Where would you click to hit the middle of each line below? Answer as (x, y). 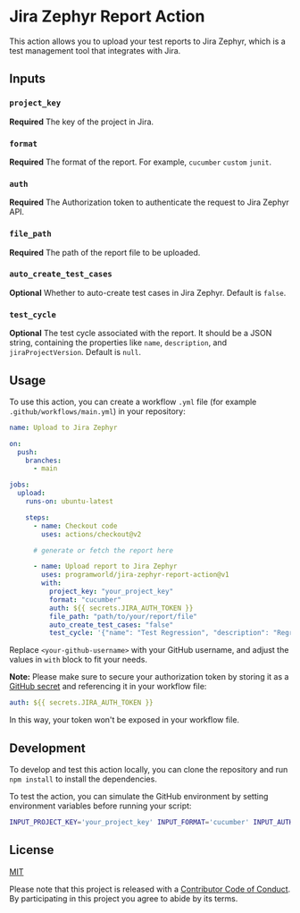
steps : (37, 517)
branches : (44, 461)
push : (28, 452)
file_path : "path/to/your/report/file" (123, 616)
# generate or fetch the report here (103, 550)
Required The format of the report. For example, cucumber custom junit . (141, 162)
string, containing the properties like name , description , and (118, 342)
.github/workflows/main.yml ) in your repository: (97, 411)
